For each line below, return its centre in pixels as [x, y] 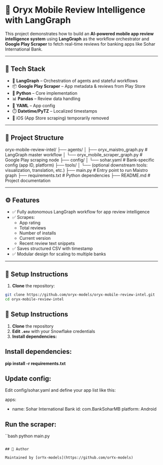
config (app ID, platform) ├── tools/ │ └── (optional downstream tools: [76, 165]
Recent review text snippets [47, 243]
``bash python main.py [27, 436]
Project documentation [28, 180]
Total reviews [33, 228]
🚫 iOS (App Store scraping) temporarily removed [60, 118]
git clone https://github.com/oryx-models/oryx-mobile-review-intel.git [80, 295]
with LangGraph [38, 20]
